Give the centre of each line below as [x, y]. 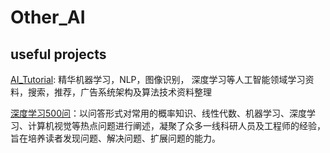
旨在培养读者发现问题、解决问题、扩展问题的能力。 [115, 138]
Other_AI [48, 17]
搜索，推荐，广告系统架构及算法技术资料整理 [119, 92]
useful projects [58, 54]
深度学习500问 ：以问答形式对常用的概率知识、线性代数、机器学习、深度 [158, 113]
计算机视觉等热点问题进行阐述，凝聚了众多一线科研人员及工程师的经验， [176, 125]
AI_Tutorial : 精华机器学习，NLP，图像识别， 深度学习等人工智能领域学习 [158, 79]
